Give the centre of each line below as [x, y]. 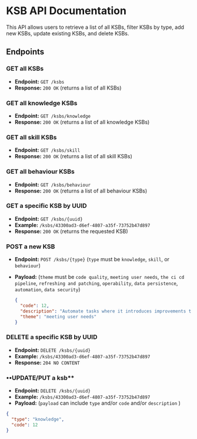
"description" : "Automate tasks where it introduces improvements [103, 311]
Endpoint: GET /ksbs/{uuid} [49, 218]
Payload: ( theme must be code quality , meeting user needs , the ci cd [99, 277]
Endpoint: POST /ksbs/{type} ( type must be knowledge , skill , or [92, 260]
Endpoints [25, 52]
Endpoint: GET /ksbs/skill [47, 150]
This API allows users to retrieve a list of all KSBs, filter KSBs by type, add [95, 27]
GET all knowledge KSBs [42, 103]
